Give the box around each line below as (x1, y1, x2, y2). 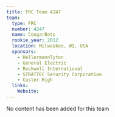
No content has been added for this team (6, 105, 110, 112)
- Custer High (17, 77, 53, 83)
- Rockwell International (17, 65, 83, 72)
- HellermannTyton (17, 54, 64, 60)
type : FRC (12, 20, 37, 26)
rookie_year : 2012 (12, 37, 59, 43)
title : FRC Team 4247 (6, 9, 61, 15)
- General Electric (17, 60, 67, 66)
